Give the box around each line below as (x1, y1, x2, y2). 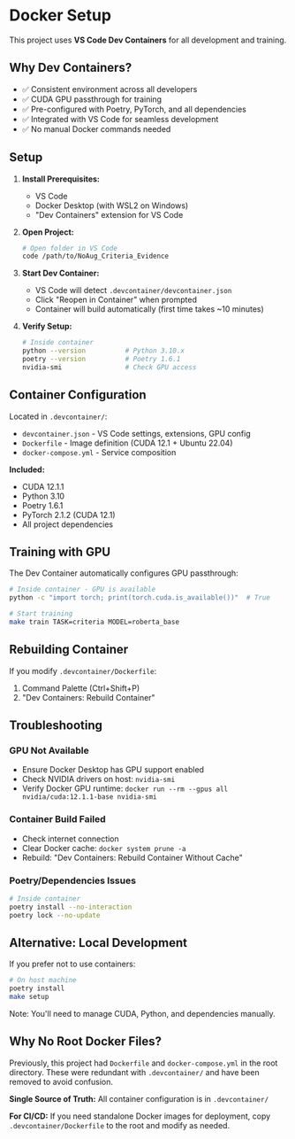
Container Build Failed (9, 813, 106, 825)
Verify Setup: (21, 321, 72, 332)
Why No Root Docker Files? (9, 1034, 162, 1050)
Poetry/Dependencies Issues (9, 874, 137, 887)
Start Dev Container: (21, 267, 100, 279)
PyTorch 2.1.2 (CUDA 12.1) (21, 509, 117, 520)
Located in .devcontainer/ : (9, 411, 108, 422)
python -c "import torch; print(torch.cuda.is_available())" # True (9, 593, 271, 602)
